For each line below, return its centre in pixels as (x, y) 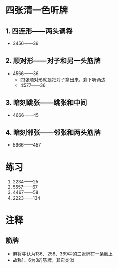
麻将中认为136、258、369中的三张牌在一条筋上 (63, 254)
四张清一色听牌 (37, 10)
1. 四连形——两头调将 (39, 31)
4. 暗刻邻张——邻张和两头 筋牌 (53, 132)
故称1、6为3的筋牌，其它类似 (43, 260)
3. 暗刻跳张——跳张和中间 (46, 103)
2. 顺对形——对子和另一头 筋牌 (53, 61)
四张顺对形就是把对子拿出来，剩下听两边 (63, 79)
